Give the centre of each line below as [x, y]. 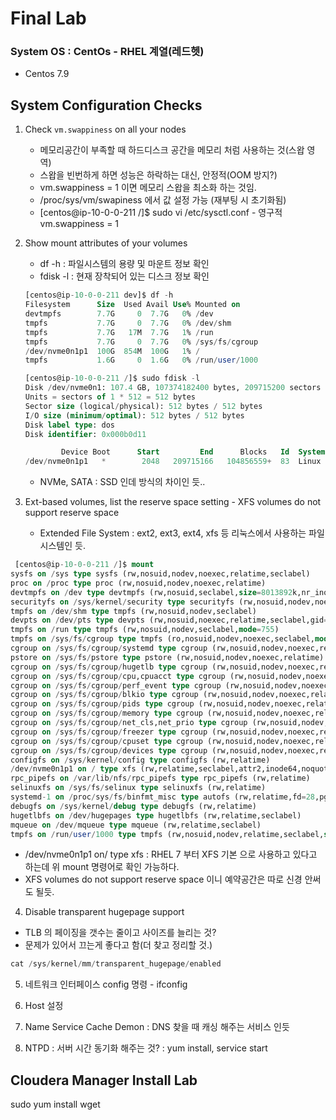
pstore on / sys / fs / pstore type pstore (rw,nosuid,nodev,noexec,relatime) [167, 657]
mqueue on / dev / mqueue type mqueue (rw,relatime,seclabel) [136, 825]
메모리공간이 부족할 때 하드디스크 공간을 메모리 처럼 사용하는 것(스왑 [172, 150]
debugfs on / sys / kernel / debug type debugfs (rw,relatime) [133, 806]
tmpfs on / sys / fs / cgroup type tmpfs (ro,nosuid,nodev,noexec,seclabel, [162, 639]
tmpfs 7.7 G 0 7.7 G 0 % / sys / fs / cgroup [141, 342]
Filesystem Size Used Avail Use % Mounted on [132, 305]
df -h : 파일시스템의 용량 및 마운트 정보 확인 [124, 264]
